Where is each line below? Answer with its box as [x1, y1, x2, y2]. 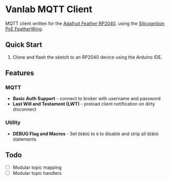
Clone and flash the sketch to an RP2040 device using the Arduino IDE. [12, 54, 162, 60]
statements [12, 136, 37, 142]
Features [5, 69, 34, 77]
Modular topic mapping [12, 164, 62, 170]
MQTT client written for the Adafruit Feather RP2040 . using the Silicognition [5, 20, 165, 26]
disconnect [12, 106, 37, 112]
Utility [5, 119, 21, 126]
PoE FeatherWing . [5, 25, 43, 32]
